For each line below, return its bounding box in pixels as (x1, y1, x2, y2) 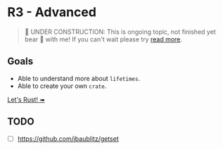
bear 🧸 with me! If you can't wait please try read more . (24, 35, 183, 43)
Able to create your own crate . (17, 82, 107, 90)
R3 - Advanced (7, 4, 97, 20)
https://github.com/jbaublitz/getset (17, 135, 119, 143)
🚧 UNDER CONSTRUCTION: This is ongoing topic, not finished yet (24, 27, 216, 36)
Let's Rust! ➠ (7, 95, 46, 104)
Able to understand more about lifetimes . (17, 74, 141, 82)
